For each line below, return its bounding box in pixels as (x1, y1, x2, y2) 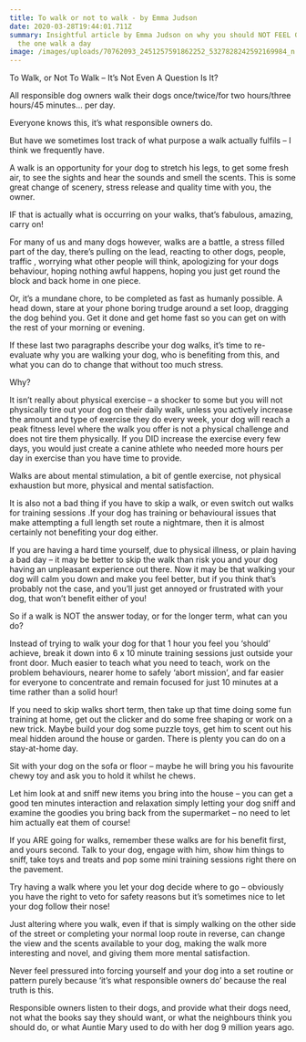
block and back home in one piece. (9, 276, 141, 287)
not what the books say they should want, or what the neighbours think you (9, 1012, 293, 1023)
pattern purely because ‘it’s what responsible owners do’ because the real (9, 975, 287, 986)
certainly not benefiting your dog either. (9, 526, 158, 538)
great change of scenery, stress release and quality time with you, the (9, 182, 271, 193)
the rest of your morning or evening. (9, 322, 146, 333)
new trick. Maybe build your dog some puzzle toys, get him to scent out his (9, 724, 291, 735)
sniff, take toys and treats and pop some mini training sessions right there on (9, 854, 297, 865)
